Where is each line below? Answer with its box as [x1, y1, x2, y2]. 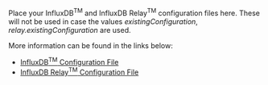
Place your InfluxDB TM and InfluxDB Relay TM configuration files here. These [8, 7, 260, 18]
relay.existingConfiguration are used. [8, 25, 131, 34]
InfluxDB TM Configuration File [19, 56, 119, 67]
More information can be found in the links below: [8, 40, 173, 51]
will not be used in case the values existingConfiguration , [8, 16, 199, 26]
